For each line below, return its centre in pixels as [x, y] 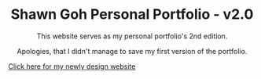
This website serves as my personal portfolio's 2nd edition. [132, 36]
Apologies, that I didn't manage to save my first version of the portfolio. [132, 51]
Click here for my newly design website [72, 66]
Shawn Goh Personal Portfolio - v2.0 [132, 14]
